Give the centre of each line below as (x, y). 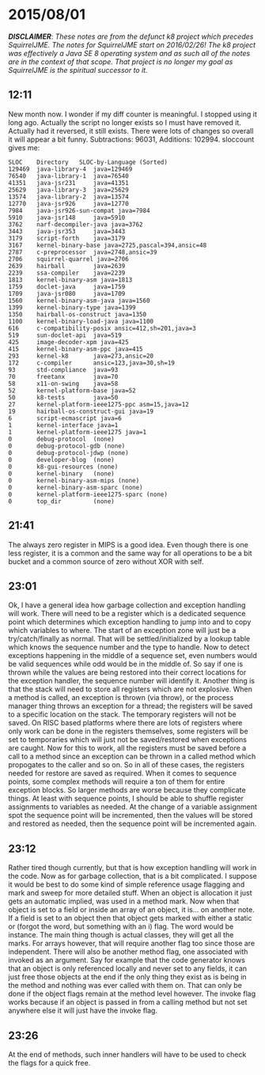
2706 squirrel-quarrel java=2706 (68, 259)
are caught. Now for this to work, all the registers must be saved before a (127, 748)
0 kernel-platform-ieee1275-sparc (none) (88, 494)
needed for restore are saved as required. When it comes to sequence (123, 774)
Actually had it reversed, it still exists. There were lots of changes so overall (131, 131)
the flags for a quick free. (49, 1063)
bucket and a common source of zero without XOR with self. (106, 561)
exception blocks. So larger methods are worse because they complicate (127, 790)
